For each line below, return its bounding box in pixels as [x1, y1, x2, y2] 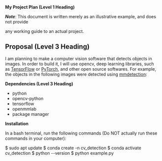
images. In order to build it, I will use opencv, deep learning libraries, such [5, 61, 154, 67]
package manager [12, 111, 49, 117]
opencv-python [12, 95, 44, 101]
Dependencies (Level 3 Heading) [5, 80, 74, 86]
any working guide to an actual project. [5, 28, 84, 34]
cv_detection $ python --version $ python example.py [5, 150, 114, 156]
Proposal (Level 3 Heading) [5, 43, 90, 51]
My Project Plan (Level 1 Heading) [5, 4, 75, 10]
